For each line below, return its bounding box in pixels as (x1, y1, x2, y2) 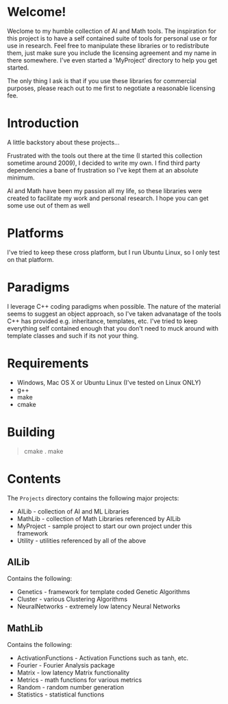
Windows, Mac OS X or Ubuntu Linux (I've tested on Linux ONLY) (16, 378, 201, 386)
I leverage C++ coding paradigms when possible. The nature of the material (7, 302, 221, 310)
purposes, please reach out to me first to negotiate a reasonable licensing (7, 84, 216, 92)
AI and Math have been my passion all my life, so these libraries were (7, 186, 202, 195)
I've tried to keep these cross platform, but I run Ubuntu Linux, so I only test (7, 248, 220, 256)
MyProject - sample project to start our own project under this (16, 522, 192, 530)
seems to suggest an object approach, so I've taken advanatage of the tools (7, 309, 222, 318)
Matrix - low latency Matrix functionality (16, 668, 130, 677)
